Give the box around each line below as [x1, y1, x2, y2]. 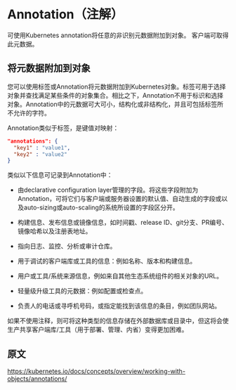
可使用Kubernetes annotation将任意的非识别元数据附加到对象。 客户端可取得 [7, 31, 229, 39]
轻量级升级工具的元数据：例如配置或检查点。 [17, 287, 147, 295]
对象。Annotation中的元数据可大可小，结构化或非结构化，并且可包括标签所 [7, 100, 223, 108]
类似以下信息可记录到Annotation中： [7, 171, 113, 179]
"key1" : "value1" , [13, 144, 71, 151]
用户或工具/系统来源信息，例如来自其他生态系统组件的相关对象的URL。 [17, 272, 223, 280]
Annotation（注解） [7, 6, 124, 22]
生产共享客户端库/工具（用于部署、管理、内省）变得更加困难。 [7, 325, 188, 334]
